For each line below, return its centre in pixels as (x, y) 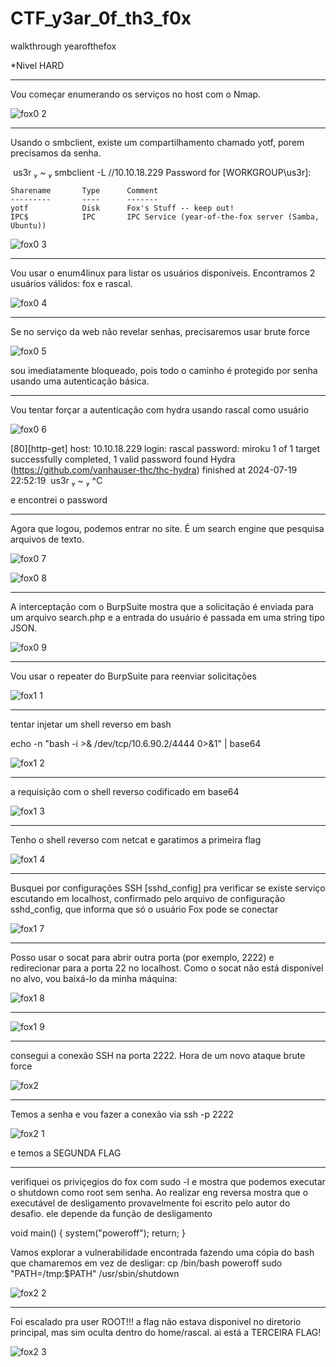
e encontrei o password (59, 499)
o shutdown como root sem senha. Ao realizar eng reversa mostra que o (159, 1192)
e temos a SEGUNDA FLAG (66, 1153)
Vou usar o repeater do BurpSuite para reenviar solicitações (133, 676)
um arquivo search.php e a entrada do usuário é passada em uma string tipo (167, 617)
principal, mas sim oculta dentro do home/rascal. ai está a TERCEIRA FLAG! (166, 1332)
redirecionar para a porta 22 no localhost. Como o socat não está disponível (167, 968)
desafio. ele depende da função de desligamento (111, 1213)
